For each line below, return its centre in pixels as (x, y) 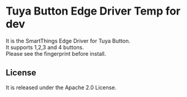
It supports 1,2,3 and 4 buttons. (45, 47)
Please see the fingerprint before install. (56, 53)
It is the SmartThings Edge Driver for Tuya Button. (68, 41)
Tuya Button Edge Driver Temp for (93, 11)
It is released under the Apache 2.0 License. (61, 87)
